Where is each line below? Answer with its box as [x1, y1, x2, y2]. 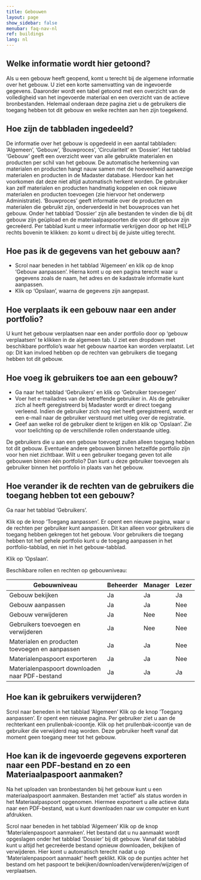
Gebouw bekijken [9, 591, 59, 599]
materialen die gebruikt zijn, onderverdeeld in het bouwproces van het [6, 203, 179, 210]
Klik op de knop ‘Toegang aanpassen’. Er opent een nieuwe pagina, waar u [6, 518, 190, 525]
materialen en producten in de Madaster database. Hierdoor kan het [6, 171, 173, 178]
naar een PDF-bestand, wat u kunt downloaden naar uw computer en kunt [6, 805, 190, 812]
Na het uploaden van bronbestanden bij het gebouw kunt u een [6, 785, 163, 793]
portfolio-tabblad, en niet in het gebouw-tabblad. [6, 543, 127, 551]
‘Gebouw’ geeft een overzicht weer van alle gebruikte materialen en [6, 152, 173, 159]
